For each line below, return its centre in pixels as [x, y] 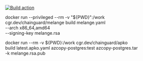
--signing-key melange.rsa [33, 33]
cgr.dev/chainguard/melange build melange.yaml [55, 23]
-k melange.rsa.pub [25, 53]
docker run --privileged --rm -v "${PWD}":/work [55, 17]
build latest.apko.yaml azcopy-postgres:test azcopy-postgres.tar [71, 48]
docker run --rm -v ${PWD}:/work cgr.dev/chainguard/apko [67, 43]
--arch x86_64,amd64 [28, 28]
